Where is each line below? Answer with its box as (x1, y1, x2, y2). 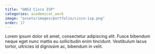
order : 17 (5, 20, 25, 25)
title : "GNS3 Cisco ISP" (5, 7, 55, 12)
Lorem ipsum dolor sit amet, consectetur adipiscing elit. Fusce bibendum (5, 33, 151, 39)
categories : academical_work (5, 11, 64, 16)
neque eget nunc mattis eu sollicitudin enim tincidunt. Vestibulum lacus (5, 39, 147, 44)
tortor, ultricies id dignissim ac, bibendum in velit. (5, 43, 103, 49)
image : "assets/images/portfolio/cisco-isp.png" (5, 16, 105, 21)
